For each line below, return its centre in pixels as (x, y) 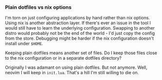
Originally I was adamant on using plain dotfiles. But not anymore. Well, (76, 67)
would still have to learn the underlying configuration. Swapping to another (80, 28)
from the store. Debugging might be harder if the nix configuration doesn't (80, 38)
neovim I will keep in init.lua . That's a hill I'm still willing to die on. (72, 73)
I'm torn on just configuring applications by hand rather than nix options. (77, 18)
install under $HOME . (24, 44)
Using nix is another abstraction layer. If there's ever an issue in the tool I (78, 23)
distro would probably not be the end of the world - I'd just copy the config (80, 33)
